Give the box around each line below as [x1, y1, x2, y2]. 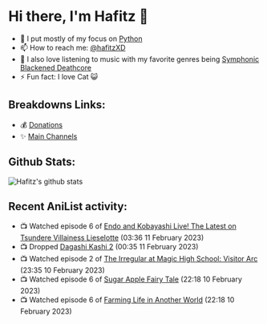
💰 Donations [19, 119, 63, 129]
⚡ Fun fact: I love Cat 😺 [19, 71, 99, 81]
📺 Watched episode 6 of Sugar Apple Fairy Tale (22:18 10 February [19, 274, 243, 284]
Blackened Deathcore [19, 63, 92, 72]
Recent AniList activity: [8, 200, 128, 213]
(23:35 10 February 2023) [19, 265, 106, 275]
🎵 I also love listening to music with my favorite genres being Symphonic [19, 54, 260, 63]
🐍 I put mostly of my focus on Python [19, 34, 143, 43]
